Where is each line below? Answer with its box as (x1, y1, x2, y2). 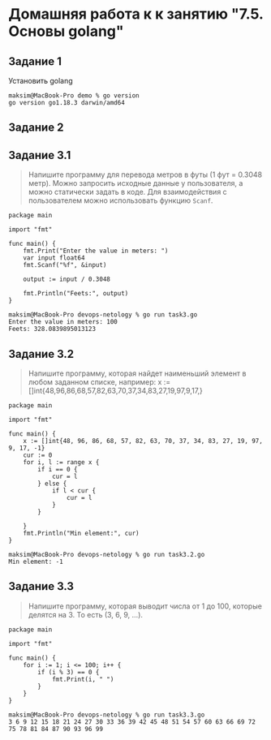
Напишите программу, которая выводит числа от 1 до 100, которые (28, 601, 262, 611)
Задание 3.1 (8, 148, 71, 162)
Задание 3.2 (8, 346, 75, 361)
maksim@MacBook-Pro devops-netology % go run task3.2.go (8, 551, 205, 559)
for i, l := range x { (23, 458, 100, 467)
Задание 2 (8, 121, 64, 135)
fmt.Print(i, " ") (51, 675, 114, 683)
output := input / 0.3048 (23, 275, 111, 284)
